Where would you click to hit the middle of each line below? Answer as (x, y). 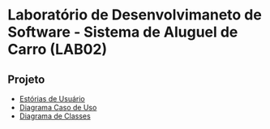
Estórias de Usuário (52, 99)
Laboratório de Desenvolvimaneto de (135, 15)
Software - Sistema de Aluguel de (123, 32)
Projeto (26, 79)
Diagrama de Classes (55, 116)
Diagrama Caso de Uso (58, 107)
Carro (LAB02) (57, 49)
